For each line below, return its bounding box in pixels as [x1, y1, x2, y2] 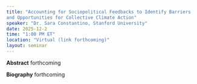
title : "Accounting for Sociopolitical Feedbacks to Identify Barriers [6, 8, 191, 15]
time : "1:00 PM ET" [6, 31, 56, 37]
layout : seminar [6, 43, 47, 49]
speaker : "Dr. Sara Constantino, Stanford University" [6, 20, 148, 26]
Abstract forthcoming [6, 59, 61, 66]
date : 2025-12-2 [6, 25, 47, 32]
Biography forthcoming [6, 71, 65, 78]
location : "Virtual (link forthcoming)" [6, 37, 110, 43]
